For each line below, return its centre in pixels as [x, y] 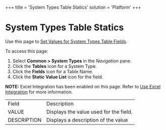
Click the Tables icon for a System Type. [55, 66]
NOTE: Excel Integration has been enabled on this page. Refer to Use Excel [83, 86]
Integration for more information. [39, 92]
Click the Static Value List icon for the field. [58, 77]
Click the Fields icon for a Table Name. [53, 71]
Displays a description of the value [87, 120]
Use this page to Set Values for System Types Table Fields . [66, 41]
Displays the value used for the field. [89, 111]
